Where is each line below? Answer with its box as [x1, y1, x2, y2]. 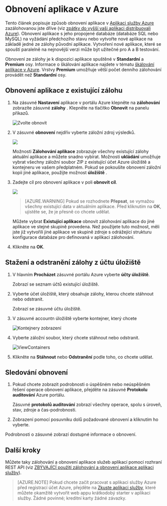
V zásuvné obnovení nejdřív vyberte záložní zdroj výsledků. [12, 129, 136, 135]
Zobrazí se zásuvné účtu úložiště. [12, 305, 82, 311]
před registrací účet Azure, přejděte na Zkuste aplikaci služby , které [17, 485, 156, 491]
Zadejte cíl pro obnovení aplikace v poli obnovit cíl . [12, 179, 117, 185]
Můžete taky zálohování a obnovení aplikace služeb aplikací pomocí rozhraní [5, 459, 162, 465]
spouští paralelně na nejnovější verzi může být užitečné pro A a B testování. [5, 46, 160, 52]
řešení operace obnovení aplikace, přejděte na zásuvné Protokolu [12, 387, 148, 393]
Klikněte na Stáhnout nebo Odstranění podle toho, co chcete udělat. [12, 354, 154, 360]
